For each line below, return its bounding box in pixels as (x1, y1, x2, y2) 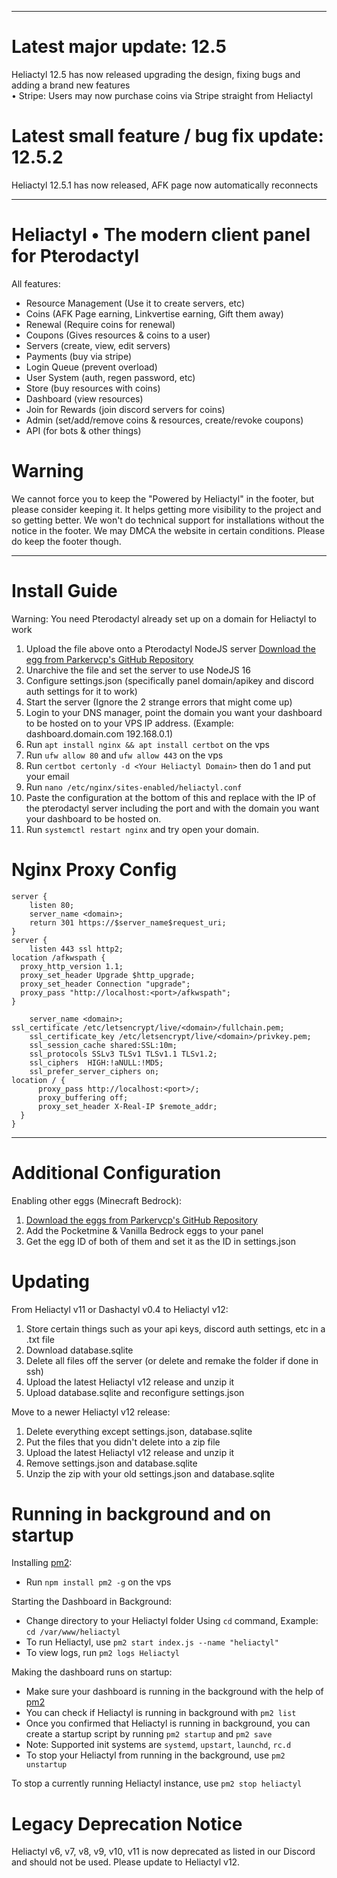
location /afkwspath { (11, 952, 106, 963)
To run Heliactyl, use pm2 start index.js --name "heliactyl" (25, 1636, 279, 1648)
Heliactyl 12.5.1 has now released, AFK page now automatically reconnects (11, 179, 319, 191)
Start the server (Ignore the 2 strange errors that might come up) (25, 696, 293, 708)
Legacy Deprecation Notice (11, 1812, 243, 1835)
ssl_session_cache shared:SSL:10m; (29, 1040, 178, 1050)
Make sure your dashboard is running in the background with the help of (25, 1686, 324, 1698)
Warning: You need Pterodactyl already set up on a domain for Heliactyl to (11, 612, 317, 625)
